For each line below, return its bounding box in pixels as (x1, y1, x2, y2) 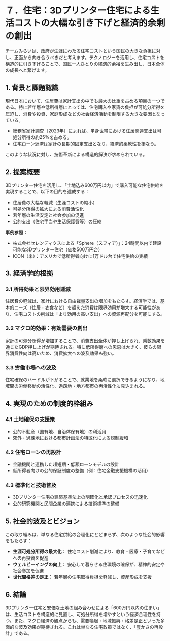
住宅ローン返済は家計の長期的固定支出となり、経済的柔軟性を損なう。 (12, 141, 159, 147)
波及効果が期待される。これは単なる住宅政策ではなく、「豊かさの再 (18, 624, 159, 630)
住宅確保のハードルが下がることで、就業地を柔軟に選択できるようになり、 (5, 376, 161, 382)
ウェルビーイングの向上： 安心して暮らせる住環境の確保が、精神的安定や (12, 561, 165, 567)
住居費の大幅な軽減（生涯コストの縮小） (12, 199, 97, 205)
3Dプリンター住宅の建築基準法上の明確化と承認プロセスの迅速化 (12, 494, 148, 500)
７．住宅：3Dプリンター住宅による (5, 5, 151, 16)
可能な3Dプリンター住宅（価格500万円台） (12, 246, 103, 253)
